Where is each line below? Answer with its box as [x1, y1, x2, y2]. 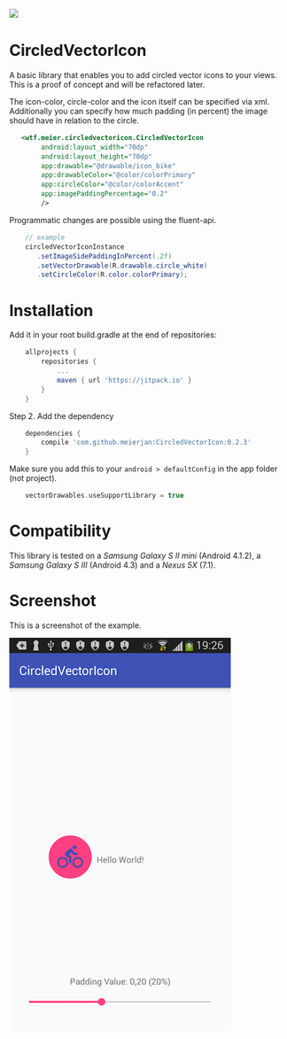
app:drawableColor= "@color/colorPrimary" [41, 171, 197, 180]
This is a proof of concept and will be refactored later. [9, 79, 206, 89]
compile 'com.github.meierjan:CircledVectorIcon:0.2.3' [41, 438, 252, 447]
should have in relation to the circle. [9, 115, 140, 126]
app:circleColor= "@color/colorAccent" [41, 180, 184, 190]
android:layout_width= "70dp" [41, 143, 149, 151]
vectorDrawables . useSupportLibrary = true [25, 492, 184, 500]
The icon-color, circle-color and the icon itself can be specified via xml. [9, 96, 270, 106]
